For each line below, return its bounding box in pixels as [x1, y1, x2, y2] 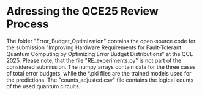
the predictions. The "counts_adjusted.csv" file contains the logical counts [6, 76, 194, 83]
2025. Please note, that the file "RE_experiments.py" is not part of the [6, 57, 182, 64]
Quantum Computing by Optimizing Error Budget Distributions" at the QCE [6, 50, 193, 57]
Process [6, 17, 49, 31]
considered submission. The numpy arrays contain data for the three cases [6, 63, 196, 71]
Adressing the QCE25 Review [6, 4, 159, 18]
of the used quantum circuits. [6, 82, 81, 90]
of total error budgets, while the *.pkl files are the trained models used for [6, 69, 192, 77]
